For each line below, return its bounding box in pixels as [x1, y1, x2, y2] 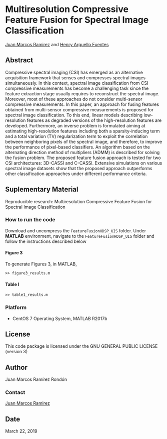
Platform [5, 304, 26, 311]
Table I [5, 281, 19, 287]
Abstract [5, 56, 33, 65]
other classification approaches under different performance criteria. [5, 171, 147, 177]
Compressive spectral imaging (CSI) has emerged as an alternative [5, 69, 143, 75]
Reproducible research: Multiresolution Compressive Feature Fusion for [5, 198, 152, 204]
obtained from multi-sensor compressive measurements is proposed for [5, 106, 154, 112]
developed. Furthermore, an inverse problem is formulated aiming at [5, 122, 145, 128]
